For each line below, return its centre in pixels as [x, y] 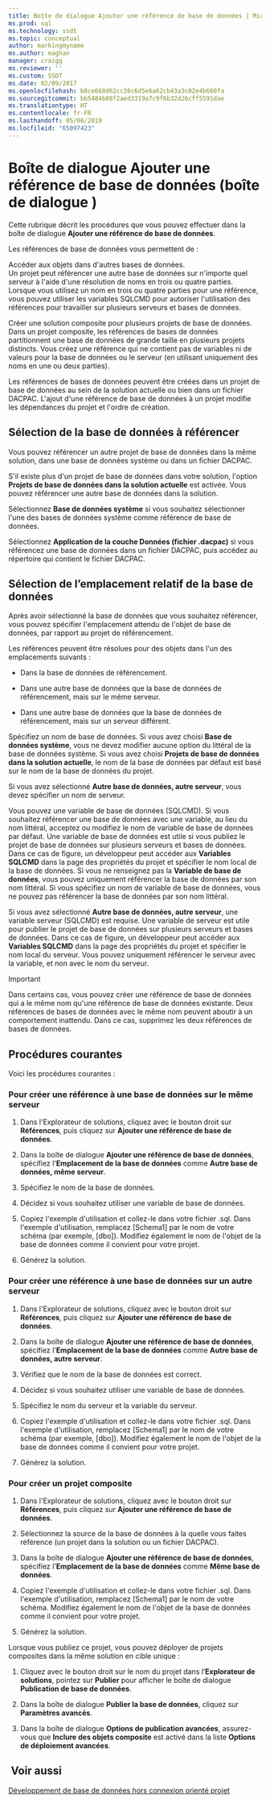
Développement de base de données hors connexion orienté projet [119, 1790]
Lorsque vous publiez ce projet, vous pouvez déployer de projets [116, 1647]
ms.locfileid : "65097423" [51, 128]
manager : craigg [35, 61]
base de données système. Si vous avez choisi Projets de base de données [134, 754]
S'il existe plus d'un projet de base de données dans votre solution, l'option [133, 476]
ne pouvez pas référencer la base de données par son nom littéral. [119, 896]
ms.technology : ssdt [43, 31]
